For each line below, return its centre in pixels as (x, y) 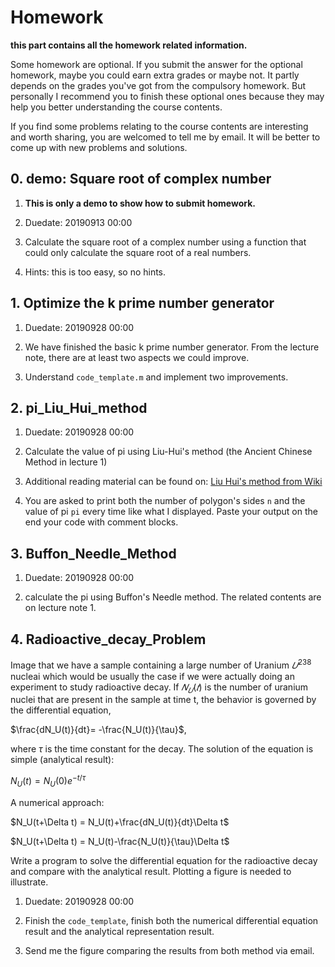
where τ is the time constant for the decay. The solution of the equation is (162, 749)
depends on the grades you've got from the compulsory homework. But (158, 85)
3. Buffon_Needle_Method (93, 553)
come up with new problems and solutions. (99, 147)
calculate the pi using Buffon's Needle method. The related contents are (173, 597)
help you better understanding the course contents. (116, 107)
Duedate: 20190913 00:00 (78, 222)
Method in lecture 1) (66, 462)
